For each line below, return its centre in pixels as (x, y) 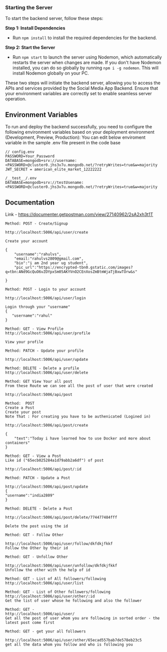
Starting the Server (29, 8)
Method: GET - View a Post (33, 456)
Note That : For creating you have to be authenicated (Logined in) (78, 416)
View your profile (24, 342)
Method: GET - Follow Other (34, 535)
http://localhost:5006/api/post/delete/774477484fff (61, 517)
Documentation (30, 202)
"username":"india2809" (30, 495)
